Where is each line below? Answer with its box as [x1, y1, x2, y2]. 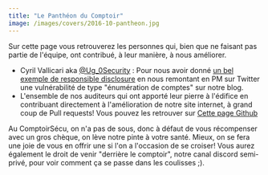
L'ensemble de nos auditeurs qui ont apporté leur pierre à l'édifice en [19, 91, 249, 100]
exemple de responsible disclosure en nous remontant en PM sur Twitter [19, 74, 261, 83]
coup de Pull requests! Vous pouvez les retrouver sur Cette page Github [19, 108, 258, 117]
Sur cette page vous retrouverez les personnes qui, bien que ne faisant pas [8, 41, 258, 51]
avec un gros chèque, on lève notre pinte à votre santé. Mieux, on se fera [8, 132, 250, 141]
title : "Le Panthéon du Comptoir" [8, 11, 124, 20]
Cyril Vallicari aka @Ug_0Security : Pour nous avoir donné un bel [19, 65, 234, 75]
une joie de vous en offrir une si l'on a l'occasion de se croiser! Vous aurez [8, 140, 255, 150]
